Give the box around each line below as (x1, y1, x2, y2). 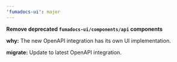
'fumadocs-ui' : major (6, 8, 61, 15)
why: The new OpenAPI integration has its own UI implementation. (6, 37, 172, 44)
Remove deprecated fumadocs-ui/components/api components (6, 25, 163, 33)
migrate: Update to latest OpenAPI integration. (6, 49, 122, 56)
